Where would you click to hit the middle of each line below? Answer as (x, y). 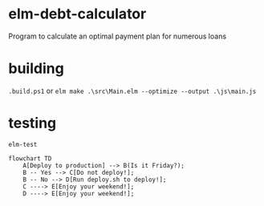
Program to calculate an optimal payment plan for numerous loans (118, 36)
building (36, 69)
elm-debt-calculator (77, 14)
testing (32, 123)
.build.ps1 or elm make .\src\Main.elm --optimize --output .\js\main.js (132, 91)
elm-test (23, 144)
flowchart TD (30, 158)
